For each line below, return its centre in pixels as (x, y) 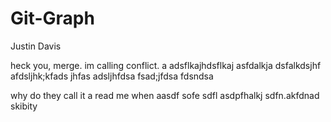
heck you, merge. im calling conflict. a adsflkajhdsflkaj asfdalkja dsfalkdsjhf (166, 65)
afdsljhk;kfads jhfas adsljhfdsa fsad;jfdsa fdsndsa (112, 76)
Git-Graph (52, 18)
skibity (24, 106)
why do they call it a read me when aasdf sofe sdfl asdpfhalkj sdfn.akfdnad (165, 95)
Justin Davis (36, 46)
